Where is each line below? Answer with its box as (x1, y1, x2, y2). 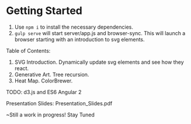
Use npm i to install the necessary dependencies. (14, 23, 133, 30)
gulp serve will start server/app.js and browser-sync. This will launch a (14, 29, 186, 36)
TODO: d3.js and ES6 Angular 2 (6, 88, 82, 95)
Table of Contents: (6, 47, 51, 54)
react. (14, 64, 29, 71)
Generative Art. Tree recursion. (14, 71, 89, 78)
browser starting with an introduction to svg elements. (14, 36, 145, 43)
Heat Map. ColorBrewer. (14, 77, 73, 84)
